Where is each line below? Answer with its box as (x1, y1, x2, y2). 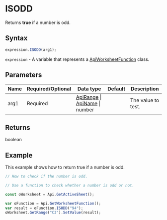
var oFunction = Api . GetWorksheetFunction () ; (5, 201, 101, 206)
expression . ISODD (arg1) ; (5, 47, 57, 52)
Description (130, 85, 159, 92)
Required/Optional (26, 85, 71, 92)
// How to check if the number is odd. (5, 174, 88, 179)
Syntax (5, 34, 28, 42)
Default (107, 85, 126, 92)
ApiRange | (76, 94, 102, 101)
